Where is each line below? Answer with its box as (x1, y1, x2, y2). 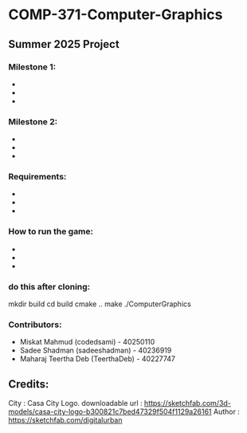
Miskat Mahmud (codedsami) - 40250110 (19, 337, 155, 347)
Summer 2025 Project (8, 37, 120, 51)
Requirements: (8, 171, 67, 183)
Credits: (8, 377, 49, 391)
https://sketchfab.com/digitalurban (8, 415, 123, 425)
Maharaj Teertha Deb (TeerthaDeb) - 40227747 (19, 354, 176, 364)
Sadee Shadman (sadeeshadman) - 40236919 (19, 345, 172, 356)
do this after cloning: (8, 281, 91, 292)
